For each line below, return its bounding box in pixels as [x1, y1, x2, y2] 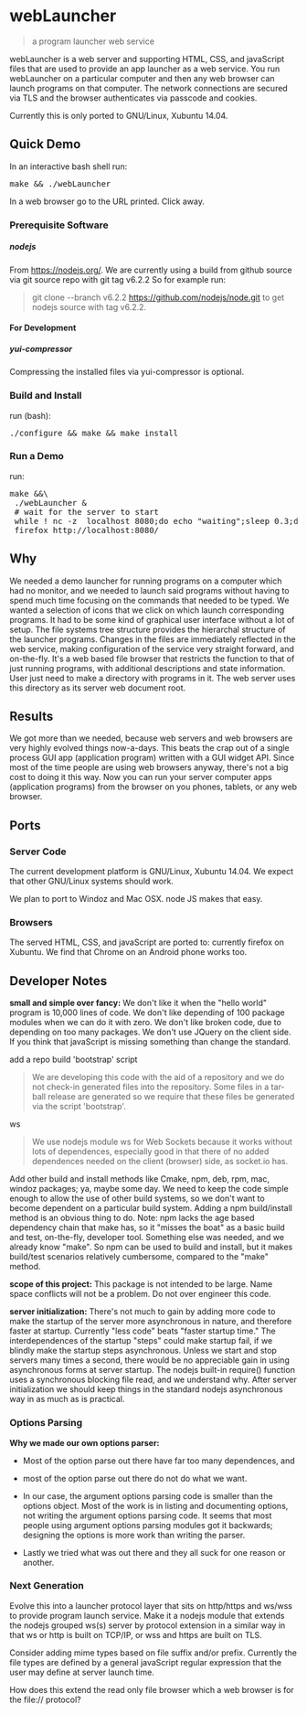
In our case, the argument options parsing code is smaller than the [22, 1490, 273, 1501]
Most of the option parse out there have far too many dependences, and [22, 1455, 295, 1466]
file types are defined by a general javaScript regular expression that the [9, 1656, 282, 1667]
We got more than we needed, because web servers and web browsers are [9, 733, 293, 744]
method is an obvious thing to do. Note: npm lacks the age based [9, 1213, 255, 1224]
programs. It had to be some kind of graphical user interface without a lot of [9, 614, 295, 625]
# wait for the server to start [14, 507, 160, 517]
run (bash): [9, 410, 52, 421]
